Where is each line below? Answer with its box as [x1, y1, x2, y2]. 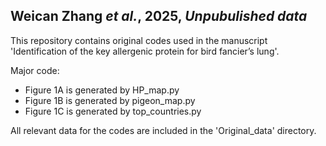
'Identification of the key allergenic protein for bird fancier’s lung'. [10, 45, 280, 57]
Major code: [10, 64, 60, 76]
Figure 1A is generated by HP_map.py [24, 84, 180, 96]
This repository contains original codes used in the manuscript [10, 34, 268, 46]
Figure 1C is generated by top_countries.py [24, 105, 202, 117]
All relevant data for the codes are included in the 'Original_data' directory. [10, 124, 317, 136]
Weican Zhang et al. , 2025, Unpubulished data [10, 8, 308, 25]
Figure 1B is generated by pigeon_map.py [24, 94, 196, 106]
